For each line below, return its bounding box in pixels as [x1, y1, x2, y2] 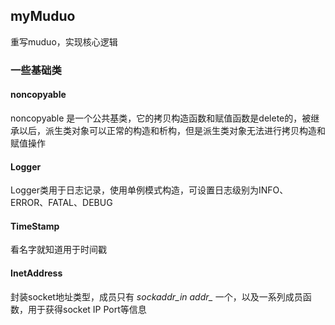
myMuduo [10, 8, 76, 25]
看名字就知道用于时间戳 [10, 244, 107, 256]
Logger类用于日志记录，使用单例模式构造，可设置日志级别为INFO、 [10, 184, 289, 196]
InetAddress [10, 267, 63, 279]
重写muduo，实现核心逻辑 [10, 35, 118, 48]
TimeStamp [10, 220, 60, 232]
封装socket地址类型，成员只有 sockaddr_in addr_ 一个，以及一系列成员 [10, 290, 303, 303]
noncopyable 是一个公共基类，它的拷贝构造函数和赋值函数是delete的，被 [10, 112, 312, 124]
